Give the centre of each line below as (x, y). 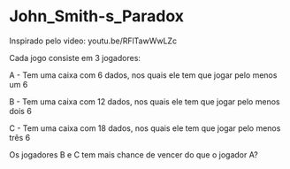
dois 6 (21, 111)
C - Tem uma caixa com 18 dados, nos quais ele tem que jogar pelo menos (145, 128)
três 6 (20, 137)
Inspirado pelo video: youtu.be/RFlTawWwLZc (93, 41)
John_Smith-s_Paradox (96, 16)
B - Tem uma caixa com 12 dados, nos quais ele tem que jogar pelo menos (145, 101)
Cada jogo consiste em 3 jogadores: (75, 58)
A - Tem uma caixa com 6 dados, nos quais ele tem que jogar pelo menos (143, 75)
